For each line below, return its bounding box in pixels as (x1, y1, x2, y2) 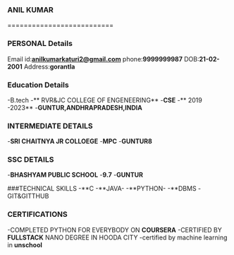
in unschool (7, 240, 42, 249)
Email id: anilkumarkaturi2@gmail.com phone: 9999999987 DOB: (7, 54, 199, 63)
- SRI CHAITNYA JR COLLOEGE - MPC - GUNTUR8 (7, 137, 153, 146)
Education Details (7, 80, 69, 90)
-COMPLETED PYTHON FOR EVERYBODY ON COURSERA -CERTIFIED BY (7, 225, 222, 234)
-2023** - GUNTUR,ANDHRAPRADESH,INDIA (7, 103, 142, 112)
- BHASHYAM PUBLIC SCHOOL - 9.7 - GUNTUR (7, 171, 143, 179)
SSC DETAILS (7, 155, 54, 165)
